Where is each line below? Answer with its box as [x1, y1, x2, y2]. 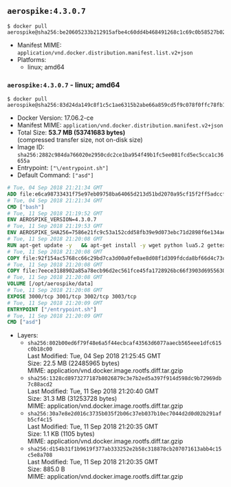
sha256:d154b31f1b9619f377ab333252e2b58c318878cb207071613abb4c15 [27, 446, 222, 453]
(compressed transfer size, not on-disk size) [16, 136, 143, 144]
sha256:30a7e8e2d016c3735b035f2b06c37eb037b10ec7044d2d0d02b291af [27, 411, 222, 417]
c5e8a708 [27, 452, 53, 459]
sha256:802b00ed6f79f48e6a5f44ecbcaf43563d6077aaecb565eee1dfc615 [27, 340, 222, 347]
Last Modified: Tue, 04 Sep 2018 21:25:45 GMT [27, 352, 162, 360]
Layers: [16, 331, 38, 340]
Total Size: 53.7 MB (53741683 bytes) [16, 128, 126, 137]
